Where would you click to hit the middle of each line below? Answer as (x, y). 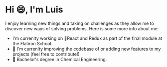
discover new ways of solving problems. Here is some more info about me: (82, 28)
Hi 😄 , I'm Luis (34, 10)
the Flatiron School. (32, 43)
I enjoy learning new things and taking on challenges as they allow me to (80, 23)
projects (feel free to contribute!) (46, 54)
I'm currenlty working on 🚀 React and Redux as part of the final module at (87, 38)
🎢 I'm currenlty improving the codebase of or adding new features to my (86, 49)
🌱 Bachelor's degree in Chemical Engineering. (60, 59)
